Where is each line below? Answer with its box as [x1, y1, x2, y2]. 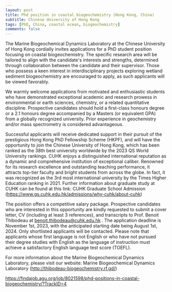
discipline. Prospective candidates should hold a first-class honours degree [5, 105, 165, 111]
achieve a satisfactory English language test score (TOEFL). [5, 244, 132, 251]
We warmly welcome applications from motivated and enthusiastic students [5, 89, 165, 95]
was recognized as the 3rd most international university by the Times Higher [5, 175, 167, 181]
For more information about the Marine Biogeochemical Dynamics [5, 255, 144, 261]
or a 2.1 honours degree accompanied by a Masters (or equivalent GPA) [5, 111, 156, 117]
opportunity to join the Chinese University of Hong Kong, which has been [5, 142, 160, 149]
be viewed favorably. [5, 79, 50, 85]
